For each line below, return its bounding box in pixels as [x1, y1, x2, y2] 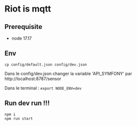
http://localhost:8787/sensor [4, 76, 61, 82]
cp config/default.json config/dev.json [4, 62, 88, 67]
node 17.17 [11, 35, 32, 41]
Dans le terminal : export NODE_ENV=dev [4, 85, 82, 91]
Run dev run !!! [4, 99, 50, 107]
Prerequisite [4, 23, 43, 31]
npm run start [4, 116, 33, 121]
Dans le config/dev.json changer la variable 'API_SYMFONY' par [4, 70, 132, 76]
